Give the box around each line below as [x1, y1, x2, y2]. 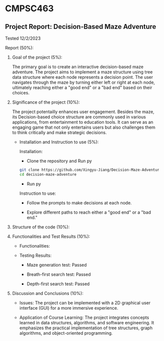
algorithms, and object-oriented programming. [19, 330, 113, 336]
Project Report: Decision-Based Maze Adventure [5, 23, 156, 31]
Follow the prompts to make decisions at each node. [26, 200, 132, 205]
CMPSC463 [5, 3, 54, 14]
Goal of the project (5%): [12, 54, 62, 60]
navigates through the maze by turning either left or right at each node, [12, 79, 155, 85]
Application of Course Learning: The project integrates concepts [19, 314, 149, 320]
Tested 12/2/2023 [5, 35, 41, 41]
